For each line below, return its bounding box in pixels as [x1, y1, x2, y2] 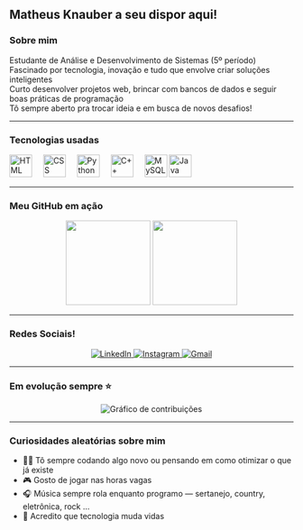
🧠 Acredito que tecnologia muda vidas [22, 511, 165, 522]
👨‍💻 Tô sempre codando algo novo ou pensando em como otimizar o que [22, 455, 291, 466]
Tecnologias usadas [9, 133, 99, 146]
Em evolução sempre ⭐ [9, 379, 113, 392]
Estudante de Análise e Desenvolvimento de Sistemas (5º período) [9, 54, 257, 66]
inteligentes [9, 74, 53, 85]
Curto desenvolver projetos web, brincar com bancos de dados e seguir [9, 83, 277, 94]
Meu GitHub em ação [9, 199, 104, 212]
